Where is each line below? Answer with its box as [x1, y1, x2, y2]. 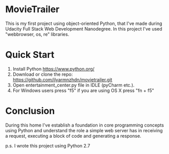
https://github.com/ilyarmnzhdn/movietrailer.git [12, 76, 112, 82]
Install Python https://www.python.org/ [12, 66, 94, 72]
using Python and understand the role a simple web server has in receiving [5, 127, 163, 133]
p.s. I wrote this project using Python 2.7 [5, 142, 90, 148]
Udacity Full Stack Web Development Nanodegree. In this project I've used [5, 25, 162, 32]
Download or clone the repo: [12, 71, 73, 77]
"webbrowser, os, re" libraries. [5, 31, 69, 37]
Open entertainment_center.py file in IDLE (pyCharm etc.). [12, 82, 135, 88]
